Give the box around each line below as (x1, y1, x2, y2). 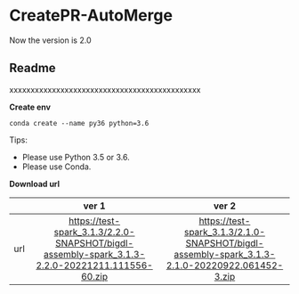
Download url (9, 178, 61, 189)
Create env (9, 102, 52, 112)
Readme (9, 61, 56, 76)
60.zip (81, 270, 109, 282)
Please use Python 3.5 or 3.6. (21, 151, 131, 162)
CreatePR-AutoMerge (9, 5, 174, 26)
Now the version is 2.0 (9, 35, 92, 45)
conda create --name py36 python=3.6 (9, 118, 149, 127)
